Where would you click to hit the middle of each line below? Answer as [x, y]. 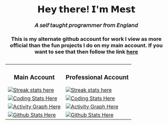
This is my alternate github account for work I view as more [86, 39]
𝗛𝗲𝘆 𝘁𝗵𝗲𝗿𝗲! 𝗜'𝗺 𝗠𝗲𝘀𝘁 [86, 9]
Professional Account [97, 77]
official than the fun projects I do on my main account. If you [86, 45]
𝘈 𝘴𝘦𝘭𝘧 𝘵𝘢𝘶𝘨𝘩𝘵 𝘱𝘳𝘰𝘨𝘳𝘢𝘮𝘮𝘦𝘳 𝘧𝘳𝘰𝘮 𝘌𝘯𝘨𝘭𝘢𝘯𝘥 [86, 26]
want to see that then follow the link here [86, 52]
